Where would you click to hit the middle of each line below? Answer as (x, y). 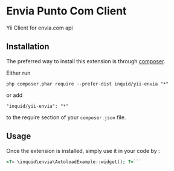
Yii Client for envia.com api (40, 28)
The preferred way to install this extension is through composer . (86, 61)
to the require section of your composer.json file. (66, 117)
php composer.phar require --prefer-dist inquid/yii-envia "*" (88, 84)
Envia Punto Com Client (66, 11)
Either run (18, 73)
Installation (28, 47)
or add (14, 95)
